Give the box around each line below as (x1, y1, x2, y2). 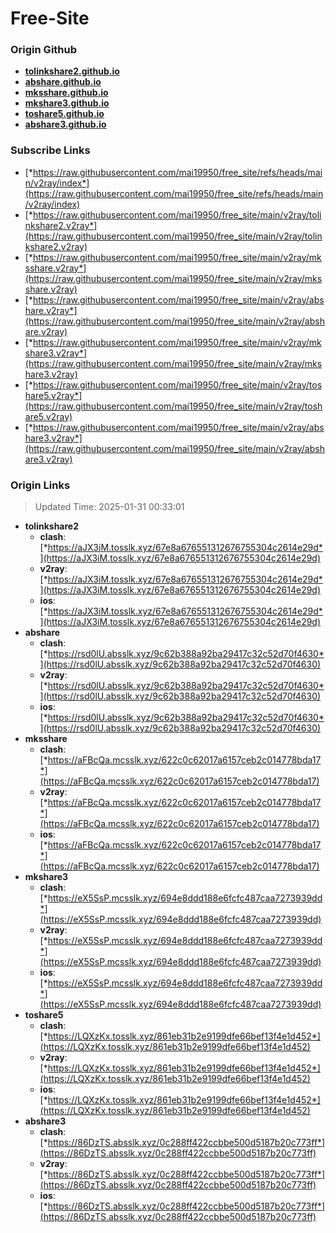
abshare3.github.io (24, 118, 107, 131)
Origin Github (10, 43, 78, 57)
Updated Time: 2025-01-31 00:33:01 (34, 501, 185, 513)
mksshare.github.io (24, 87, 109, 99)
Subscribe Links (10, 143, 91, 157)
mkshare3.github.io (24, 97, 110, 109)
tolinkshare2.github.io (24, 65, 120, 77)
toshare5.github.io (24, 108, 105, 120)
